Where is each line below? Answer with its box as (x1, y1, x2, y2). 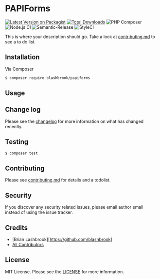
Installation (5, 53, 40, 61)
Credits (5, 223, 28, 232)
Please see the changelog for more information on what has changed (5, 118, 144, 124)
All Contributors (12, 241, 44, 247)
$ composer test (5, 151, 38, 156)
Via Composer (5, 66, 34, 72)
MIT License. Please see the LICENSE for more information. (5, 269, 124, 275)
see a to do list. (5, 39, 36, 44)
